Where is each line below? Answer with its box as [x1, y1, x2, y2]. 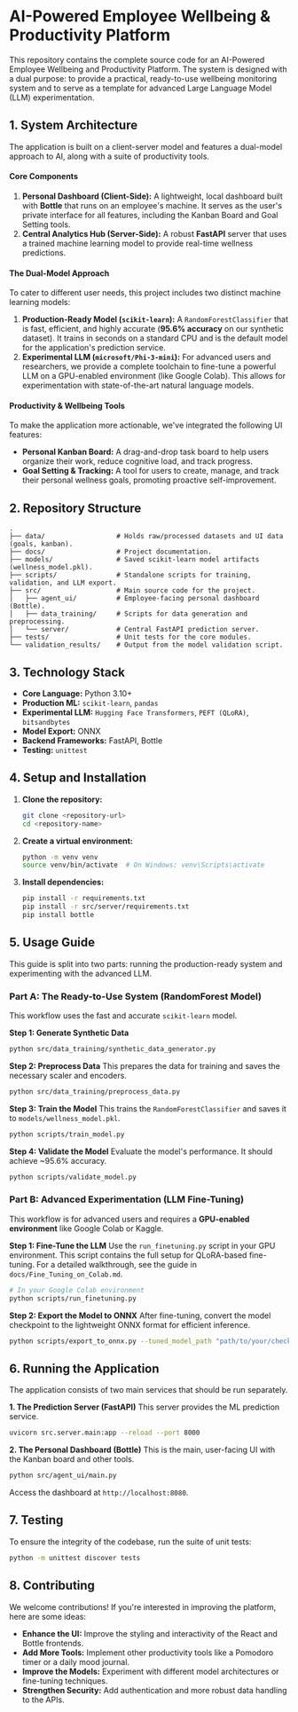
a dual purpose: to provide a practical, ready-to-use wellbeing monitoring [9, 73, 278, 83]
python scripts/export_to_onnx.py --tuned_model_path [9, 1337, 213, 1346]
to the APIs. [21, 1694, 65, 1705]
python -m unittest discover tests [9, 1553, 141, 1562]
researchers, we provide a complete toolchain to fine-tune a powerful [21, 361, 277, 372]
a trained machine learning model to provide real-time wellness [21, 238, 254, 248]
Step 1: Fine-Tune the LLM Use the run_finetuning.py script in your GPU [9, 1240, 276, 1251]
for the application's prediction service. [21, 342, 166, 353]
